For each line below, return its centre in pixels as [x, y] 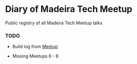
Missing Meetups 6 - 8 [35, 56]
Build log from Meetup [35, 47]
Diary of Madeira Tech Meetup [69, 9]
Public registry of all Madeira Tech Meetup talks [54, 23]
